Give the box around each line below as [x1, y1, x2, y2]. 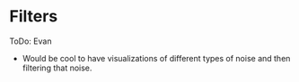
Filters [9, 6, 58, 27]
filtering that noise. [22, 62, 92, 73]
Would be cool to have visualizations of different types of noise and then [22, 53, 291, 63]
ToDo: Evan [9, 36, 52, 46]
